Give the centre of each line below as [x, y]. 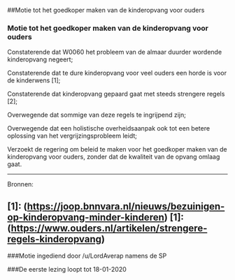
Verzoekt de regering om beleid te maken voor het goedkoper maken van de [117, 149]
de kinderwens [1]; [34, 80]
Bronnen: [20, 184]
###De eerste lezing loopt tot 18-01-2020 [67, 270]
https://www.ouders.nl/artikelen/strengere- [109, 228]
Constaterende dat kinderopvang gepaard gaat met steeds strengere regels [116, 94]
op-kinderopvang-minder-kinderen [86, 217]
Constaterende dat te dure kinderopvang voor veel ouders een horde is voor [117, 73]
